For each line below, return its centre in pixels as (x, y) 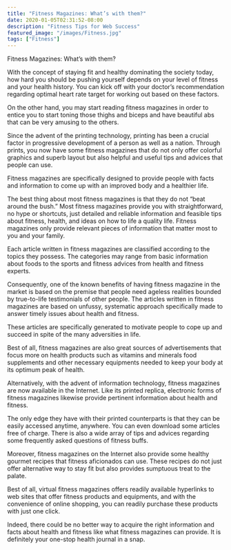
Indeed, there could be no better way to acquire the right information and (111, 524)
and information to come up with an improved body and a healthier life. (108, 186)
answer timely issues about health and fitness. (73, 314)
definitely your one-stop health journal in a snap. (76, 540)
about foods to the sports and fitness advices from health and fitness (106, 264)
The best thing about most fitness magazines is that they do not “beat (106, 199)
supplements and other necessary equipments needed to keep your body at (115, 362)
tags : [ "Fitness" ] (33, 39)
